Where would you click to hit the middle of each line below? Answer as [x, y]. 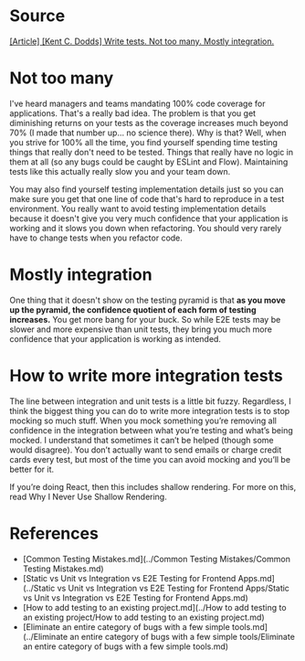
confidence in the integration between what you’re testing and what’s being [152, 430]
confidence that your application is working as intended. [116, 338]
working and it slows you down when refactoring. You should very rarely [146, 228]
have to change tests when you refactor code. [96, 238]
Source [37, 16]
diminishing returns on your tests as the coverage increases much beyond [149, 123]
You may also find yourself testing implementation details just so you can [147, 189]
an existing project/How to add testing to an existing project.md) [143, 617]
